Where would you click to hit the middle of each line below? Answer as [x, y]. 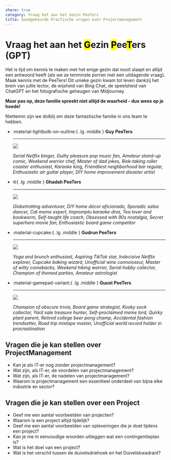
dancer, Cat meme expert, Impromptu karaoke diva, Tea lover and [82, 212]
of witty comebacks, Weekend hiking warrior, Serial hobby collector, [84, 267]
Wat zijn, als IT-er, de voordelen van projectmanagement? [73, 370]
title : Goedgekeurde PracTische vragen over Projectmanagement [74, 19]
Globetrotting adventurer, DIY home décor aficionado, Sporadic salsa [85, 206]
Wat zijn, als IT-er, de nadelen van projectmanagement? [71, 376]
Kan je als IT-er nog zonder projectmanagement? [64, 365]
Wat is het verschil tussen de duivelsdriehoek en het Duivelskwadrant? [87, 453]
